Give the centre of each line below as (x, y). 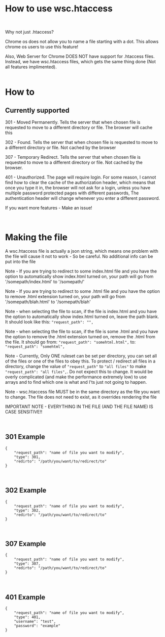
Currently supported (37, 110)
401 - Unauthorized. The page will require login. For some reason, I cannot (81, 177)
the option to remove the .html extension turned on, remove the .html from (80, 336)
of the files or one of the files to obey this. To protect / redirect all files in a (81, 361)
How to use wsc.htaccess (59, 9)
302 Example (26, 490)
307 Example (26, 544)
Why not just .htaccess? (30, 32)
